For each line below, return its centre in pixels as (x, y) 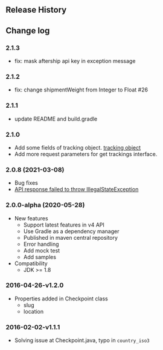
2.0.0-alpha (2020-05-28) (45, 205)
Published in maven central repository (71, 237)
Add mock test (42, 250)
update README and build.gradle (56, 119)
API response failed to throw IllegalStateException (76, 190)
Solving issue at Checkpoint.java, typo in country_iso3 (82, 340)
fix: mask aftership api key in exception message (75, 61)
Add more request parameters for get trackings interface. (86, 154)
